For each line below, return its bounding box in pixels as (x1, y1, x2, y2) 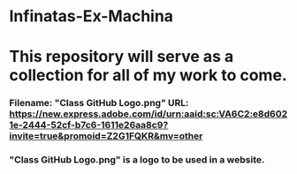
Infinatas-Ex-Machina (9, 6, 174, 26)
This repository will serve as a (9, 47, 234, 67)
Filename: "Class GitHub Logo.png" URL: (9, 97, 189, 110)
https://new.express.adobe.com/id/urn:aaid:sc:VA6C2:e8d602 (9, 108, 288, 120)
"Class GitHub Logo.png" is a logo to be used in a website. (9, 154, 265, 166)
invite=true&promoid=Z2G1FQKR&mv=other (9, 130, 203, 142)
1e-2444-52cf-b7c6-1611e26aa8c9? (9, 119, 169, 132)
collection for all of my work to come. (9, 65, 287, 86)
